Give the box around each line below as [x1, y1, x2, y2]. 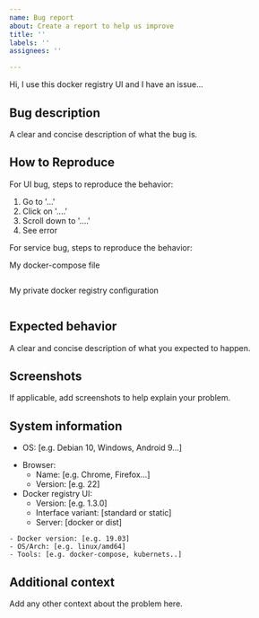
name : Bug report [9, 13, 74, 22]
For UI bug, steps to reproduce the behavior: [9, 179, 174, 190]
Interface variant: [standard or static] [35, 508, 172, 518]
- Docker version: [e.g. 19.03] [9, 534, 130, 543]
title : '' [9, 30, 47, 39]
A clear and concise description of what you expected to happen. [9, 342, 251, 353]
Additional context [9, 574, 115, 589]
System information [9, 419, 123, 434]
